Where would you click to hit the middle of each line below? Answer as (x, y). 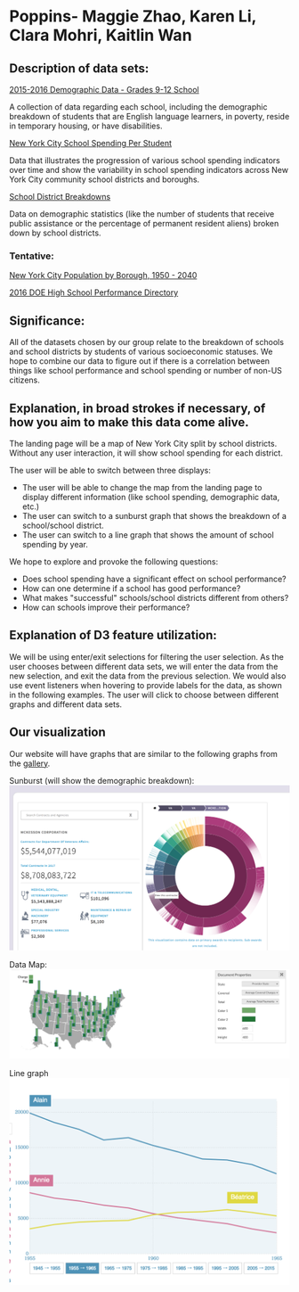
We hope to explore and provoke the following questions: (114, 561)
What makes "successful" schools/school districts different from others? (155, 597)
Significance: (47, 321)
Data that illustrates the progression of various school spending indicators (145, 160)
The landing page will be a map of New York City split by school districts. (143, 443)
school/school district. (63, 525)
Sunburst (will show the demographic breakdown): (102, 780)
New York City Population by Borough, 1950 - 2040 (103, 276)
